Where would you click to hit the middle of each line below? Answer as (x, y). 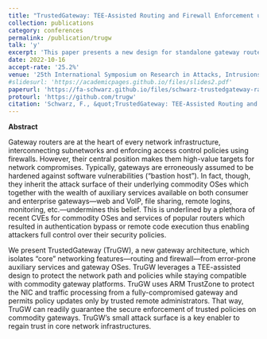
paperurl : (25, 89)
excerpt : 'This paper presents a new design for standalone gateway (124, 52)
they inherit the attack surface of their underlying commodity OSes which (128, 184)
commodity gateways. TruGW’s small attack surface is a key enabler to (124, 318)
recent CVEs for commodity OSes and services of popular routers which (126, 218)
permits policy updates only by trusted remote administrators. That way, (126, 301)
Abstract (23, 127)
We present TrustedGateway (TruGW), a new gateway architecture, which (129, 250)
